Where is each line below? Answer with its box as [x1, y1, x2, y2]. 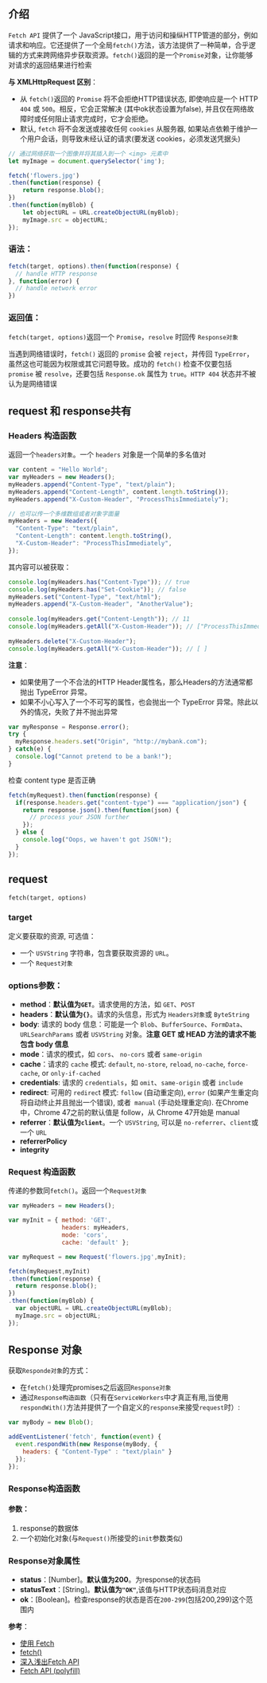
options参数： [8, 979, 64, 991]
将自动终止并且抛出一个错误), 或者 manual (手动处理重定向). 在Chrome [19, 1098, 249, 1108]
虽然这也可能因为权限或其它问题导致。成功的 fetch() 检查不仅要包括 [8, 359, 232, 368]
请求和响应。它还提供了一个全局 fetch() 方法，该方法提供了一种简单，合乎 [8, 40, 250, 49]
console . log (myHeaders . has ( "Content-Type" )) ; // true [8, 578, 191, 586]
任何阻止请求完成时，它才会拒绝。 [41, 114, 153, 124]
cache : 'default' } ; [61, 1238, 130, 1246]
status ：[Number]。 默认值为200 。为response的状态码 [19, 1575, 201, 1584]
